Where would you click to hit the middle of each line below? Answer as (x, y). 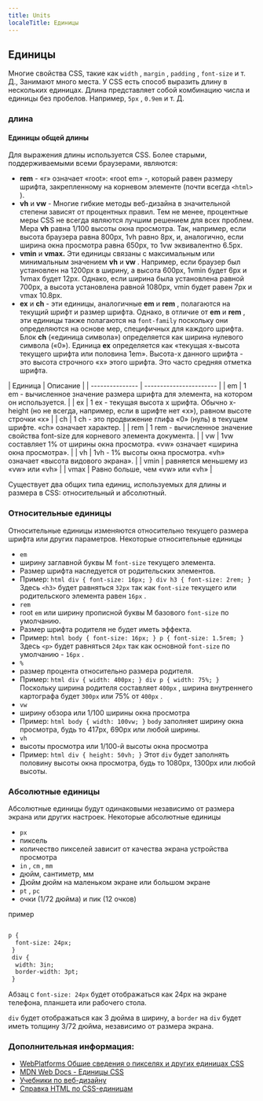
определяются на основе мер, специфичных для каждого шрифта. (131, 329)
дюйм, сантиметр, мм (57, 874)
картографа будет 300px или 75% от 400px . (91, 695)
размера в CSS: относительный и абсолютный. (88, 493)
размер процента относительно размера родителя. (106, 671)
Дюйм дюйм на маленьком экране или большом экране (115, 883)
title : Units (29, 15)
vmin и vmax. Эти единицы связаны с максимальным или (117, 254)
